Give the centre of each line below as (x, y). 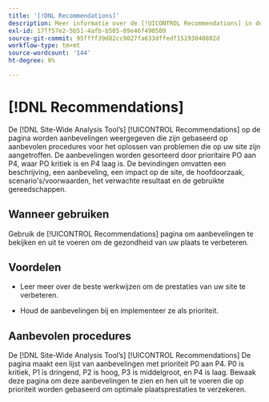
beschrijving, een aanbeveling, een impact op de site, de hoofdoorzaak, (126, 172)
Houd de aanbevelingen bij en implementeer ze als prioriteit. (119, 311)
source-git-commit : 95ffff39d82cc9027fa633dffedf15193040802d (114, 38)
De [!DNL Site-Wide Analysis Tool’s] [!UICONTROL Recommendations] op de (134, 129)
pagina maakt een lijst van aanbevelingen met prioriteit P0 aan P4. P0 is (126, 364)
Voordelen (35, 268)
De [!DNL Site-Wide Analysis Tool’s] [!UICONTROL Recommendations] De (130, 355)
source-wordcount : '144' (50, 53)
